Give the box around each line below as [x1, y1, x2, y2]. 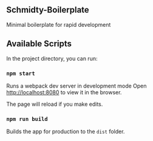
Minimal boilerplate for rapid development [6, 21, 111, 28]
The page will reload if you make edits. [6, 100, 103, 108]
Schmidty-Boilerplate [6, 5, 89, 15]
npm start [6, 70, 35, 77]
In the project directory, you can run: [6, 55, 98, 62]
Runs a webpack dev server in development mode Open [6, 82, 147, 89]
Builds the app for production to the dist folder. [6, 128, 125, 136]
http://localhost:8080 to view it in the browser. [6, 88, 122, 96]
